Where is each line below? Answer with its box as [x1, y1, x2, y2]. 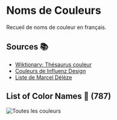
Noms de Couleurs [6, 4, 101, 17]
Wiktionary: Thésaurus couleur [14, 61, 92, 68]
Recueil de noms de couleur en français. [6, 24, 107, 31]
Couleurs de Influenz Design [14, 67, 86, 74]
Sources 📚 [6, 42, 49, 52]
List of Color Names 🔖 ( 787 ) [6, 91, 112, 101]
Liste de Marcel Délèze [14, 74, 72, 81]
